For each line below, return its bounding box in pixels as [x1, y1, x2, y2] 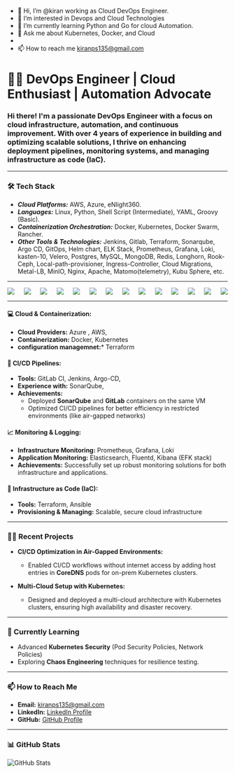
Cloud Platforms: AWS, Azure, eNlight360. [17, 200, 142, 208]
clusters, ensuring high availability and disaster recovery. [27, 602, 192, 611]
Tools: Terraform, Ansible [17, 500, 92, 509]
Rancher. [17, 229, 43, 238]
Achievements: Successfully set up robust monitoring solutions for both [17, 461, 227, 469]
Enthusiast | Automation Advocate [7, 86, 212, 102]
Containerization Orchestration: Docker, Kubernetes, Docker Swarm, [17, 222, 220, 231]
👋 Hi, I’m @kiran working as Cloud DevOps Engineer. [17, 7, 169, 15]
